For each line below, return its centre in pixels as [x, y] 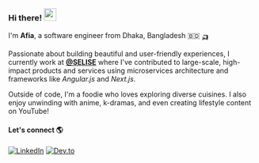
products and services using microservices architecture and [130, 70]
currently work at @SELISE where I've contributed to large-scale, [115, 63]
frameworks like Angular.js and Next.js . [72, 79]
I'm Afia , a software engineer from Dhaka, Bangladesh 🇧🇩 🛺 [109, 36]
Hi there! [25, 17]
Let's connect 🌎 [36, 130]
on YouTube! [29, 112]
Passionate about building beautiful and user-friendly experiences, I [119, 54]
